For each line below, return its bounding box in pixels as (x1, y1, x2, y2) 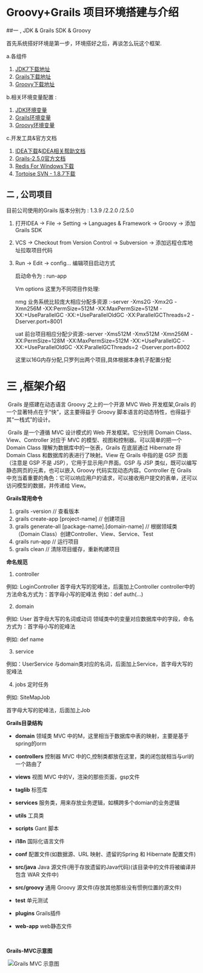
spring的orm (15, 740, 47, 747)
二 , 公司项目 (6, 189, 53, 200)
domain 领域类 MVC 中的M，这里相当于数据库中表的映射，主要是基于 (15, 732, 189, 740)
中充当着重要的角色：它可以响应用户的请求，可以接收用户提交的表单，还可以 (6, 474, 198, 481)
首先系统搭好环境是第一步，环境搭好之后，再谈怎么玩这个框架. (6, 39, 162, 47)
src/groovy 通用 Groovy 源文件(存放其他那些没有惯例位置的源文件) (15, 883, 182, 891)
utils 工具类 (15, 812, 44, 819)
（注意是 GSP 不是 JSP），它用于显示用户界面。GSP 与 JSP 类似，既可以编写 (6, 459, 198, 466)
